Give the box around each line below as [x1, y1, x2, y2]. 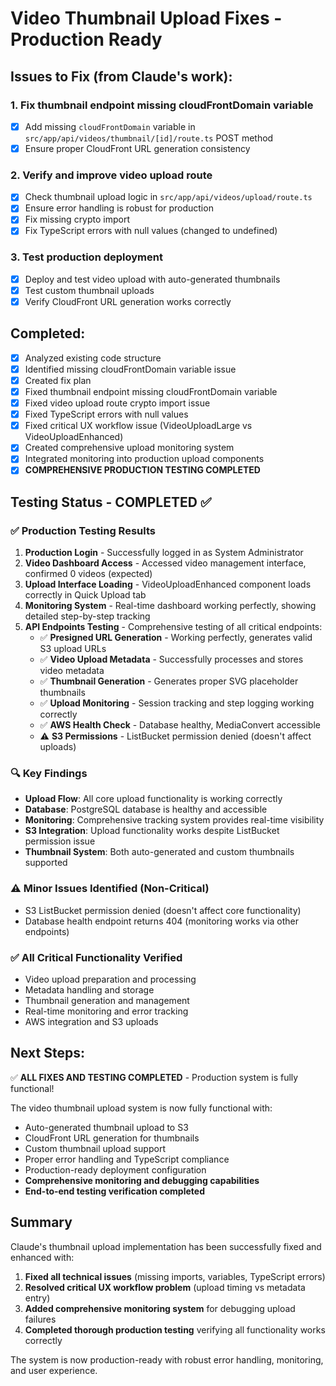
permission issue [24, 835, 96, 847]
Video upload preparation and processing [24, 973, 197, 986]
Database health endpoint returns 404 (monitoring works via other [24, 915, 300, 927]
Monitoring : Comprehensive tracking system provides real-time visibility [24, 814, 325, 826]
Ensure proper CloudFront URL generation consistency [24, 142, 251, 154]
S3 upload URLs [39, 643, 107, 655]
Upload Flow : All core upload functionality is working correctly [24, 793, 283, 805]
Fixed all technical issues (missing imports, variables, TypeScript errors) [24, 1270, 326, 1282]
